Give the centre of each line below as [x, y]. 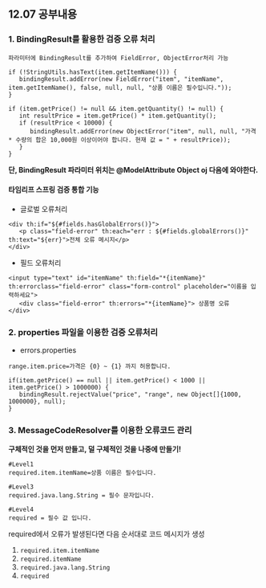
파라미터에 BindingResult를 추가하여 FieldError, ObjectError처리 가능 [119, 58]
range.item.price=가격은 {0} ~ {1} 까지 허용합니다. [90, 367]
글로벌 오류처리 [44, 209]
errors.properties [48, 350]
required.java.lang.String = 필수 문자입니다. [81, 496]
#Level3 [21, 487]
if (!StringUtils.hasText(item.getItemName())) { [93, 72]
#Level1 [21, 464]
